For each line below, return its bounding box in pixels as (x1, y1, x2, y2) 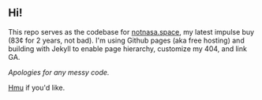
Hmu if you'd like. (8, 83, 65, 92)
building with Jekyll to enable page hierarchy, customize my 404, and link (8, 43, 247, 54)
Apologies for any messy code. (8, 67, 110, 77)
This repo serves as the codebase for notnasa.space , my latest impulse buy (8, 27, 255, 36)
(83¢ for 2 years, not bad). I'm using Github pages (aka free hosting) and (8, 35, 245, 45)
